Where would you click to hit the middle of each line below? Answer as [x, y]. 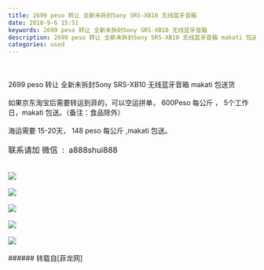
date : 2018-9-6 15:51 [44, 23]
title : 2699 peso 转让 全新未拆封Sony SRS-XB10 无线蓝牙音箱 [103, 15]
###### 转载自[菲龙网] [46, 258]
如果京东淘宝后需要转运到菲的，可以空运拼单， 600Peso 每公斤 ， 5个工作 [128, 103]
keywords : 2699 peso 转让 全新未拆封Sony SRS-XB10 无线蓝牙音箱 [108, 30]
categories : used [37, 45]
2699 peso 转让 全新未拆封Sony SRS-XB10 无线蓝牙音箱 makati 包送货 [122, 85]
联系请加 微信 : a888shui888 [63, 150]
